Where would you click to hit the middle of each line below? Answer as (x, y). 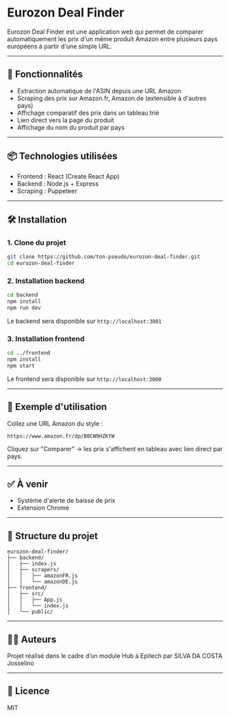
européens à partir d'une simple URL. (60, 46)
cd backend (23, 295)
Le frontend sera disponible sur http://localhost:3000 (85, 378)
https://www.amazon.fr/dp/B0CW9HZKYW (61, 436)
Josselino (21, 663)
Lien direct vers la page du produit (65, 120)
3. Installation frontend (46, 339)
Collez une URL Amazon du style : (55, 423)
